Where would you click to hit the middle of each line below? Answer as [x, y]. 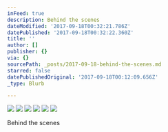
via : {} [18, 58]
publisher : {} [28, 52]
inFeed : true [26, 13]
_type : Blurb [26, 83]
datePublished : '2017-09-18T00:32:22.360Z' [71, 32]
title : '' [21, 39]
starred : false [29, 70]
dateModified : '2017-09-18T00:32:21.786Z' [69, 26]
